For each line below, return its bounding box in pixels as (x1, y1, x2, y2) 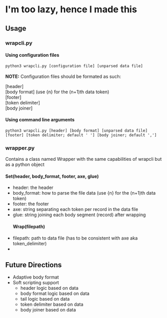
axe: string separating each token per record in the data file (12, 206, 138, 213)
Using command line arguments (5, 117, 75, 123)
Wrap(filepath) (12, 224, 45, 229)
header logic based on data (20, 285, 78, 291)
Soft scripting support (12, 280, 59, 286)
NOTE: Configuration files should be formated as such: (5, 73, 121, 79)
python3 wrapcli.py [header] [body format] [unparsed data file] (5, 128, 148, 133)
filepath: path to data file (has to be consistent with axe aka (12, 235, 138, 241)
